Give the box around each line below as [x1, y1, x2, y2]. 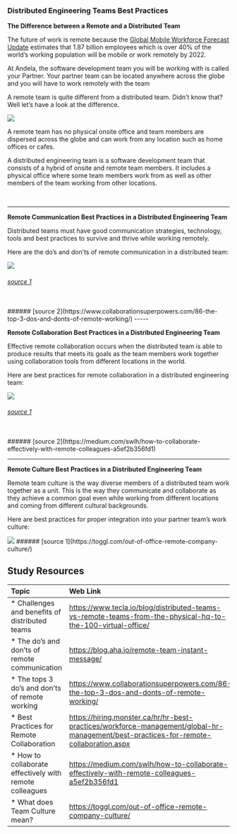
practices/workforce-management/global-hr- [69, 721, 224, 731]
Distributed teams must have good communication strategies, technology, [7, 227, 222, 235]
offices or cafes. [7, 142, 55, 151]
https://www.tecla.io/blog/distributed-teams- [69, 602, 221, 612]
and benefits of [11, 607, 61, 617]
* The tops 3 [11, 674, 54, 684]
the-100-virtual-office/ [69, 620, 150, 630]
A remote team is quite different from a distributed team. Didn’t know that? [7, 93, 224, 101]
